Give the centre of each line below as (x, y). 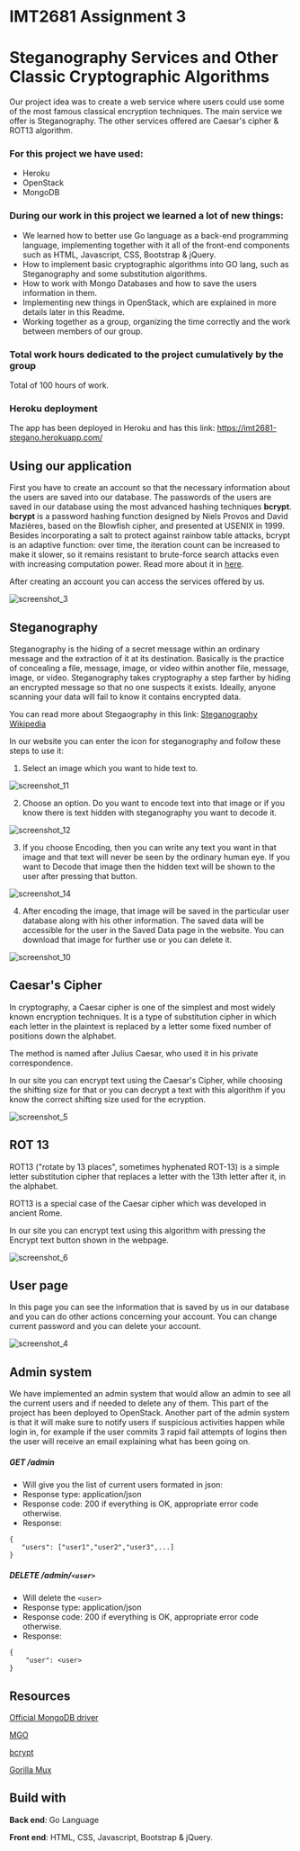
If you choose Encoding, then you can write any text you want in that (149, 847)
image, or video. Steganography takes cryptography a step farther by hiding (150, 678)
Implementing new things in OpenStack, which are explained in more (149, 302)
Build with (38, 1798)
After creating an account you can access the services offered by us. (137, 581)
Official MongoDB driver (54, 1717)
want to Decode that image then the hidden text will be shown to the (149, 867)
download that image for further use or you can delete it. (127, 939)
